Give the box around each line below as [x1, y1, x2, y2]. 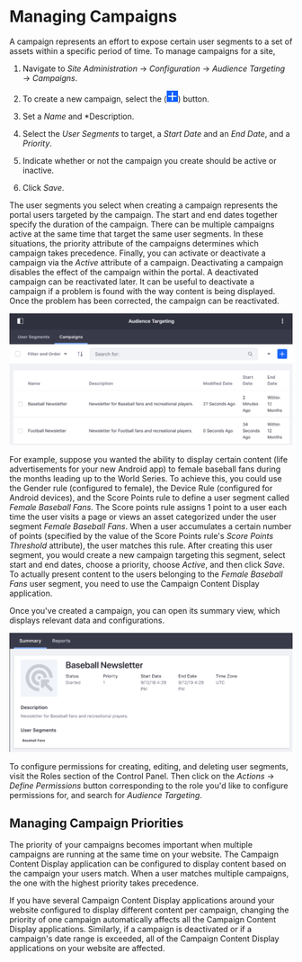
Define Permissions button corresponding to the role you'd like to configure [9, 780, 289, 791]
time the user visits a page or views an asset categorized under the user [9, 511, 277, 522]
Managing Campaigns [9, 6, 178, 27]
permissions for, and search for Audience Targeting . [9, 789, 202, 800]
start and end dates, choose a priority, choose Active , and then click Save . [9, 559, 286, 570]
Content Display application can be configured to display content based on [9, 859, 287, 869]
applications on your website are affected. [9, 943, 165, 954]
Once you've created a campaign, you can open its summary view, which [9, 605, 280, 616]
